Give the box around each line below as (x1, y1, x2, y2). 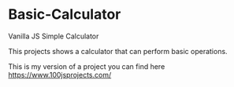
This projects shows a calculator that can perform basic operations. (8, 46, 228, 56)
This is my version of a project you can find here (8, 61, 165, 71)
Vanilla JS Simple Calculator (8, 31, 99, 41)
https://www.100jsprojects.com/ (8, 70, 112, 79)
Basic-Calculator (8, 5, 121, 24)
